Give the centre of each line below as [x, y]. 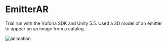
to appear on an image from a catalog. [45, 28]
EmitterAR [27, 9]
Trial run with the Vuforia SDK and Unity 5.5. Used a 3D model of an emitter [84, 23]
